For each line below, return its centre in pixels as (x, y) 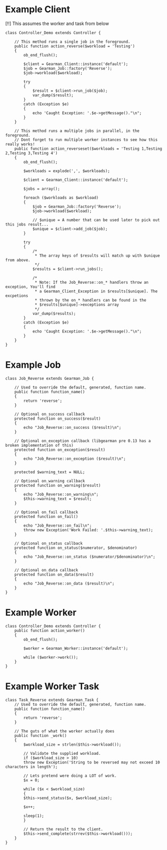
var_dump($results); (54, 313)
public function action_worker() (50, 630)
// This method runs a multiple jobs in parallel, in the (77, 131)
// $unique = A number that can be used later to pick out (96, 220)
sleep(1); (34, 816)
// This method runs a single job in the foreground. (72, 42)
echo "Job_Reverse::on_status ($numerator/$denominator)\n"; (90, 557)
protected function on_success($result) (58, 419)
